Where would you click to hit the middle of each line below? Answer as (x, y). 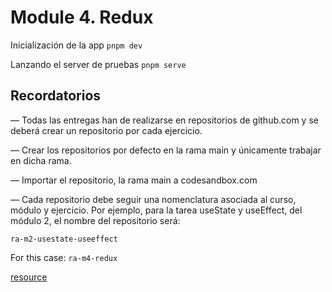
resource (29, 277)
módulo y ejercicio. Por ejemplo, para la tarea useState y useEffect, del (156, 210)
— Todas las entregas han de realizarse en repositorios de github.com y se (164, 120)
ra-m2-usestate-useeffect (64, 239)
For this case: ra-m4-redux (64, 257)
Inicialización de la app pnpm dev (76, 45)
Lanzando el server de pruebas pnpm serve (98, 64)
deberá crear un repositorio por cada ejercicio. (106, 130)
